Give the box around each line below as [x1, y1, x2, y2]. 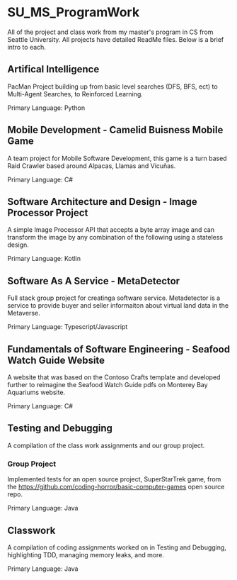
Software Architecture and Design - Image [7, 196, 198, 208]
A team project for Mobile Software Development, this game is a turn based [7, 154, 228, 162]
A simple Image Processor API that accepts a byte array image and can [7, 225, 214, 234]
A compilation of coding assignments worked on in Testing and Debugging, [7, 543, 226, 552]
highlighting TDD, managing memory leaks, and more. [7, 550, 165, 559]
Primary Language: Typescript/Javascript [7, 323, 128, 331]
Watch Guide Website [7, 354, 105, 366]
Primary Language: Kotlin [7, 255, 81, 263]
